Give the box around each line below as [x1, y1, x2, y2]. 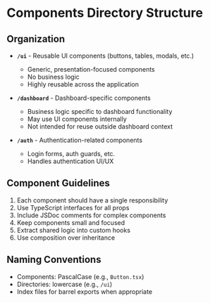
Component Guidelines [6, 177, 111, 189]
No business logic [27, 72, 80, 81]
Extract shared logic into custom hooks [16, 226, 131, 234]
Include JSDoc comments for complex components [16, 211, 166, 219]
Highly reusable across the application [27, 80, 139, 89]
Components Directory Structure [6, 5, 204, 21]
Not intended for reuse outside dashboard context [27, 122, 173, 131]
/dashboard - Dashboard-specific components [16, 94, 151, 102]
